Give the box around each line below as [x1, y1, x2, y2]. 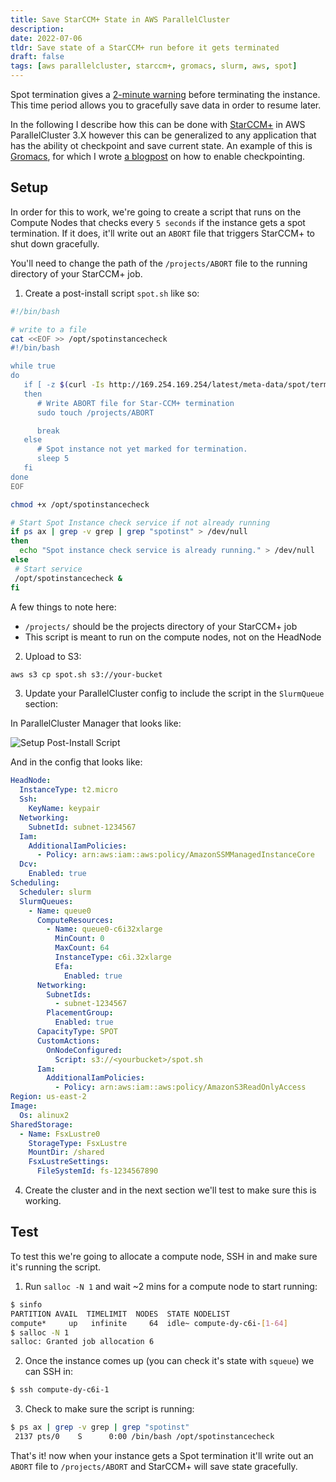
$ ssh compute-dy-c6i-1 [10, 1385, 110, 1395]
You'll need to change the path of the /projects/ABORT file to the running [10, 257, 308, 269]
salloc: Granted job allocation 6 [10, 1337, 155, 1347]
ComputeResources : [36, 915, 114, 925]
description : [10, 24, 65, 34]
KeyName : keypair [28, 804, 101, 814]
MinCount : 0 [54, 934, 105, 944]
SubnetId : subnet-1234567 [28, 822, 137, 832]
